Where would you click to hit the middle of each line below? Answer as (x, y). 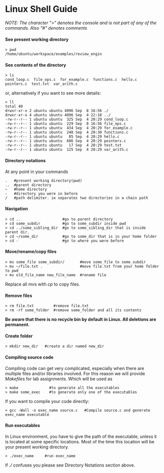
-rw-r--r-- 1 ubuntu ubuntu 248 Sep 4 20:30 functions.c (67, 132)
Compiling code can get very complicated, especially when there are (75, 368)
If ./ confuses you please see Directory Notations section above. (70, 465)
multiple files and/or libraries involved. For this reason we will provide (75, 373)
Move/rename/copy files (31, 252)
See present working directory (37, 39)
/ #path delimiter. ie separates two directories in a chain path (77, 198)
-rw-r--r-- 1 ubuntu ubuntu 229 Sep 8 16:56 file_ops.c (66, 124)
